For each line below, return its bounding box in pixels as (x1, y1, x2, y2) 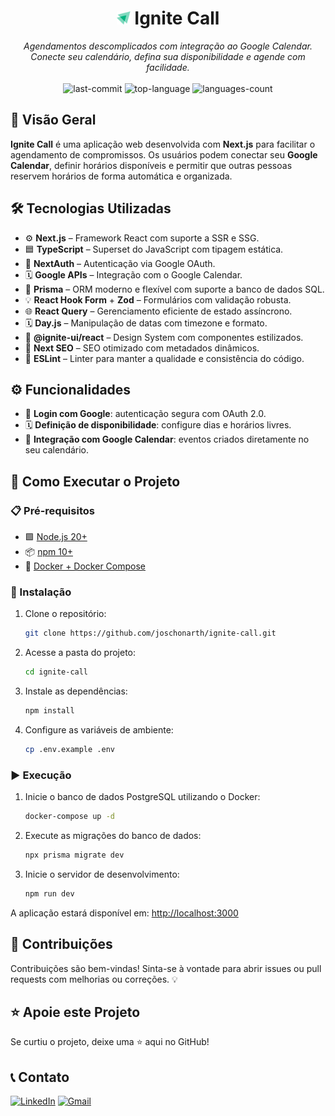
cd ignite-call (24, 667, 89, 677)
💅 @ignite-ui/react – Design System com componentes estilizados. (24, 331, 304, 343)
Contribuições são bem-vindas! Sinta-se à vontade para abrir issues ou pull (10, 962, 322, 974)
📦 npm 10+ (24, 546, 73, 558)
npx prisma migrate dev (24, 850, 125, 861)
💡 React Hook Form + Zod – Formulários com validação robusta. (24, 293, 292, 306)
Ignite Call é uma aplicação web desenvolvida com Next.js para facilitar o (10, 138, 316, 150)
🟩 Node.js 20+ (24, 531, 88, 543)
